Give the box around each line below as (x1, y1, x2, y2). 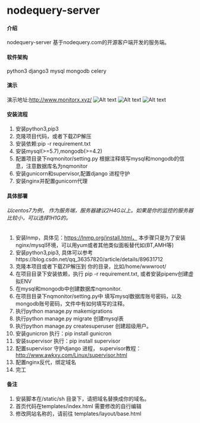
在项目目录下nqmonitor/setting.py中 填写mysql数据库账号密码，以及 (15, 292, 182, 300)
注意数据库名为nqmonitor (26, 162, 88, 169)
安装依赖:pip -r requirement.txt (15, 140, 91, 147)
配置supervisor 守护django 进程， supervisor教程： (15, 344, 142, 352)
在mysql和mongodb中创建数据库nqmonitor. (15, 285, 122, 292)
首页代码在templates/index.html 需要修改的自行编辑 (15, 403, 142, 409)
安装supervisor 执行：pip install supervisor (15, 337, 121, 344)
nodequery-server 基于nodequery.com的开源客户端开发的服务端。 (7, 39, 170, 46)
